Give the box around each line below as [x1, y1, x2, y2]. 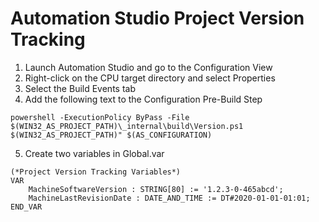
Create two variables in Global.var [24, 147, 165, 159]
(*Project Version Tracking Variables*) [10, 167, 182, 177]
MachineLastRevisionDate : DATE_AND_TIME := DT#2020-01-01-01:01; [28, 193, 311, 203]
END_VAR [10, 202, 43, 212]
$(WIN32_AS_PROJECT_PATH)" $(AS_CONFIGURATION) [10, 130, 213, 140]
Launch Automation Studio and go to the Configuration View [24, 61, 273, 73]
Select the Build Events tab [24, 82, 136, 94]
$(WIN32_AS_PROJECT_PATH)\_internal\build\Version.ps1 [10, 121, 244, 131]
